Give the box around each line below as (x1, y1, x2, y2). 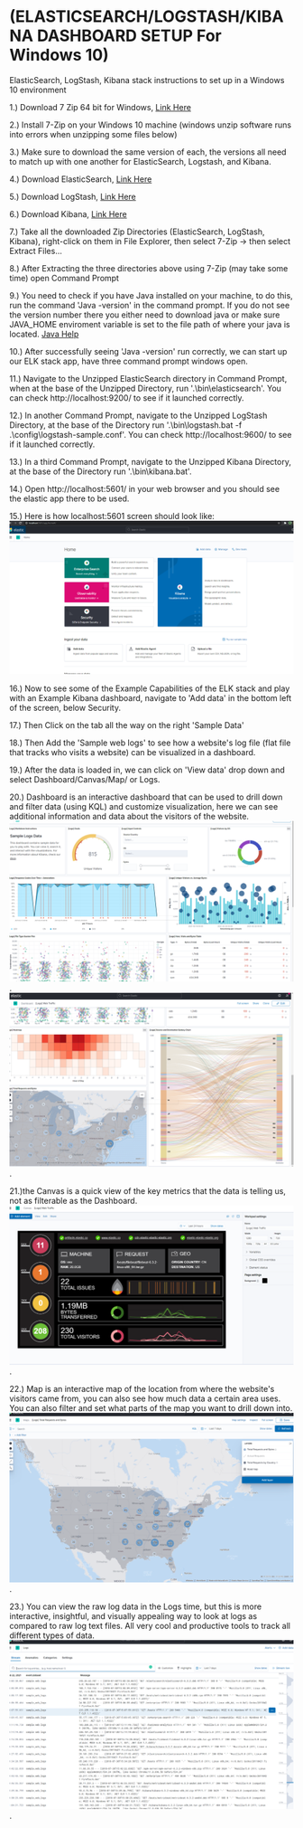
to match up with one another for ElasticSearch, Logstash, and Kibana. (9, 156, 272, 166)
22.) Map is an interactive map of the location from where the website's (9, 1384, 275, 1395)
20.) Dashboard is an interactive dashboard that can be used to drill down (9, 791, 283, 802)
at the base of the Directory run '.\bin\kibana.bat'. (9, 466, 192, 477)
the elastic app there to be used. (9, 493, 130, 504)
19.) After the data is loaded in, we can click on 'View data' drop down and (9, 764, 286, 775)
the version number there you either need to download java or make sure (9, 309, 280, 320)
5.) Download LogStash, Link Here (9, 191, 137, 202)
